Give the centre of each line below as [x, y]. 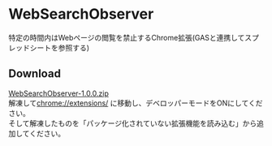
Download [35, 74]
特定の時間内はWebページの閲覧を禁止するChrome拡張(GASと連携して [127, 37]
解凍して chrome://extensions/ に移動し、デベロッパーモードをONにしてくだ [136, 103]
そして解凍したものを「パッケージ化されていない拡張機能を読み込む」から [133, 123]
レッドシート [30, 47]
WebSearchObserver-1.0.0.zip [59, 93]
